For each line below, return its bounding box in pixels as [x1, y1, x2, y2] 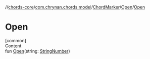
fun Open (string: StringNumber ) [5, 48, 70, 54]
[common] [5, 37, 26, 43]
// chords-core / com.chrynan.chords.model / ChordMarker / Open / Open [5, 4, 145, 10]
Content [5, 43, 22, 49]
